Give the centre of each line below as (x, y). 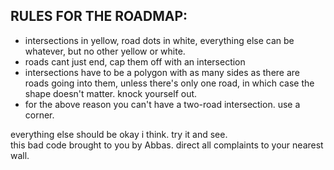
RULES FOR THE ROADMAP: (99, 16)
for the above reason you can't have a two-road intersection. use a (162, 104)
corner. (39, 115)
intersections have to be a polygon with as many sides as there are (162, 72)
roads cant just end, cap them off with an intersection (135, 61)
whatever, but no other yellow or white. (105, 51)
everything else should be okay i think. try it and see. (119, 134)
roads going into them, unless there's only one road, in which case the (169, 83)
